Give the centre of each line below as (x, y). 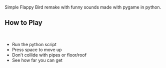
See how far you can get (37, 60)
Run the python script (34, 44)
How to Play (24, 23)
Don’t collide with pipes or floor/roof (49, 55)
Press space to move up (37, 50)
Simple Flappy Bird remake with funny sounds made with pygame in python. (83, 7)
